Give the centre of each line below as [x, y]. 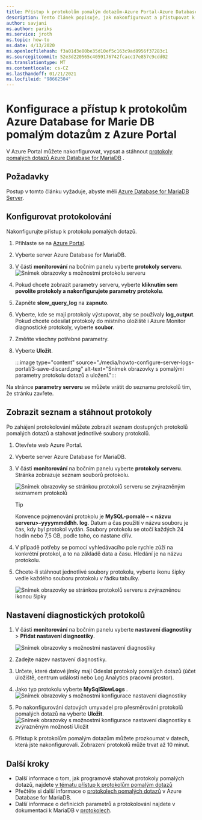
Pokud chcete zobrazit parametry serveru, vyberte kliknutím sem [96, 284]
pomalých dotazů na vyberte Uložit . [59, 714]
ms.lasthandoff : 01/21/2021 [41, 74]
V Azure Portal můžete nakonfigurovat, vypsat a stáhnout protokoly [90, 152]
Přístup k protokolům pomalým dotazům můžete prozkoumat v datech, [102, 738]
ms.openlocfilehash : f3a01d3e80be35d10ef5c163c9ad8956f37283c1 [87, 51]
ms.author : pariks [29, 29]
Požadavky [28, 177]
